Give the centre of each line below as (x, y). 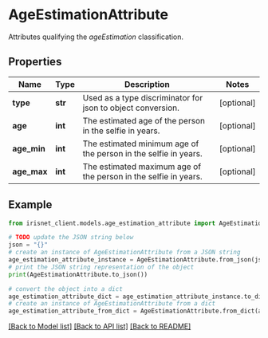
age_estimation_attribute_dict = (64, 297)
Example (30, 205)
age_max (30, 171)
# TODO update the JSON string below (71, 238)
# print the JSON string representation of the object (101, 267)
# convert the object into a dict (66, 289)
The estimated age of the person (144, 120)
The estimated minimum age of (141, 143)
